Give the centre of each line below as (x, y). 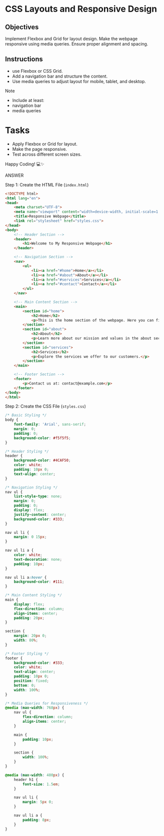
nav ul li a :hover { (26, 577)
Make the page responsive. (40, 149)
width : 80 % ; (26, 640)
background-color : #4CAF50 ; (42, 460)
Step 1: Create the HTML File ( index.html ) (47, 184)
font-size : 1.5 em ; (41, 784)
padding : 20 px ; (29, 618)
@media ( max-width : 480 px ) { (35, 775)
